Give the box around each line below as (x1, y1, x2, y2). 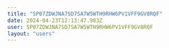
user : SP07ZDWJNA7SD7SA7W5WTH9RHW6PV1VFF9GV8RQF (7, 23, 153, 30)
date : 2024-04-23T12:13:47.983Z (7, 17, 103, 24)
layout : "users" (7, 30, 55, 37)
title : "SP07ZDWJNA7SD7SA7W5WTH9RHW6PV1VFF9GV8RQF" (7, 10, 163, 18)
